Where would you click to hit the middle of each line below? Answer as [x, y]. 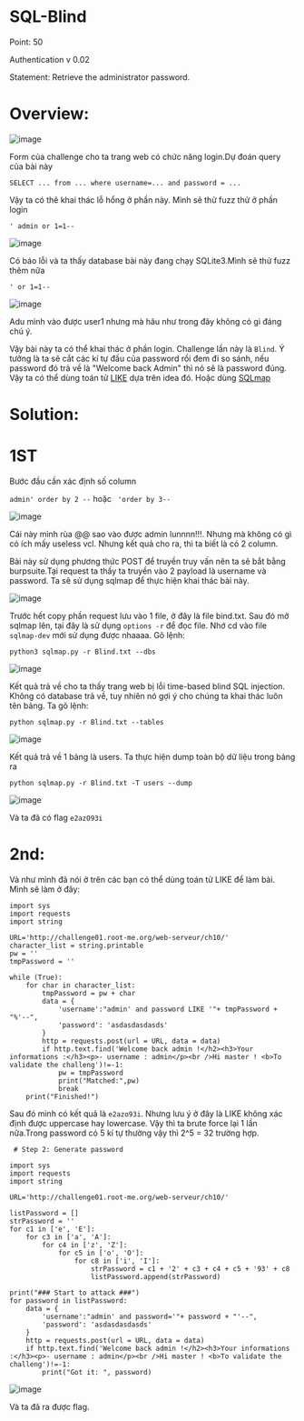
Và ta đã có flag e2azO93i [56, 817]
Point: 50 [26, 42]
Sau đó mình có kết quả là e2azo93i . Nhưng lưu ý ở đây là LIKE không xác [146, 1113]
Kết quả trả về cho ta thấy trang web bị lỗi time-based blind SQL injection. [147, 686]
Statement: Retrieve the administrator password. [100, 77]
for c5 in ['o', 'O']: [101, 1253]
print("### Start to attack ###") [75, 1293]
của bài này [31, 166]
